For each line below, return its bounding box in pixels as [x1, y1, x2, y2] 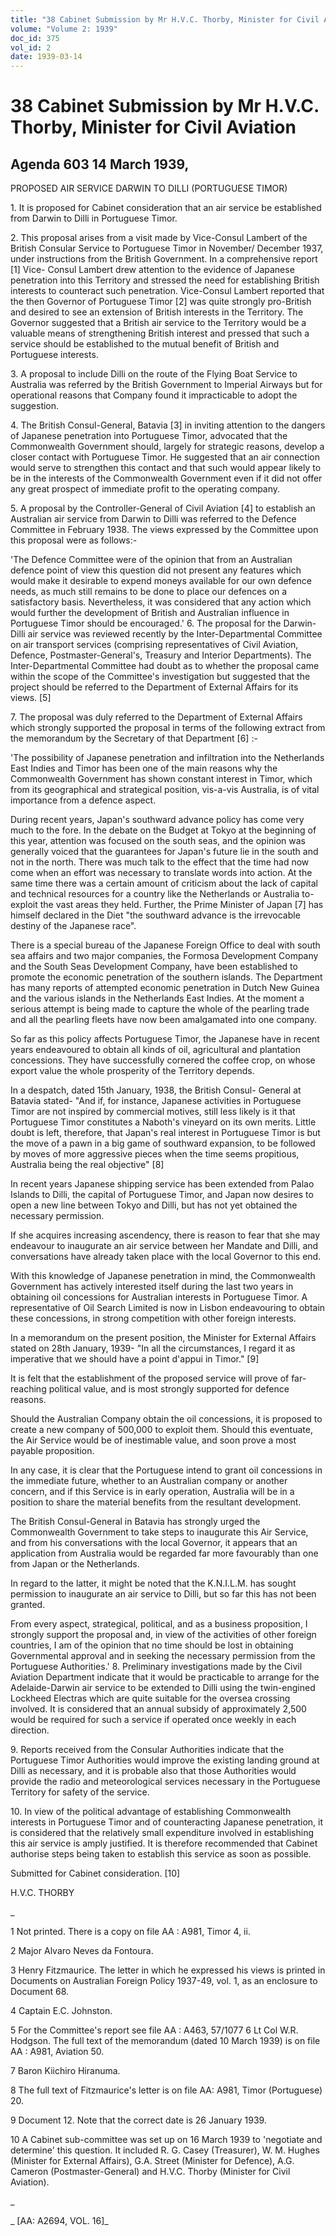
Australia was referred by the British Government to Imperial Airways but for [10, 379, 323, 391]
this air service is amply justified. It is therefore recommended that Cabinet [10, 1837, 318, 1850]
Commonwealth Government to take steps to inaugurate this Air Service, [10, 1526, 309, 1538]
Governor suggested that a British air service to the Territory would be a [10, 317, 307, 329]
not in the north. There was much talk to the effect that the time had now [10, 856, 310, 868]
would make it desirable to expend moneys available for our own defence [10, 575, 312, 587]
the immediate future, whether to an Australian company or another [10, 1475, 288, 1487]
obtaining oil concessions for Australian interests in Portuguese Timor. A [10, 1291, 308, 1303]
